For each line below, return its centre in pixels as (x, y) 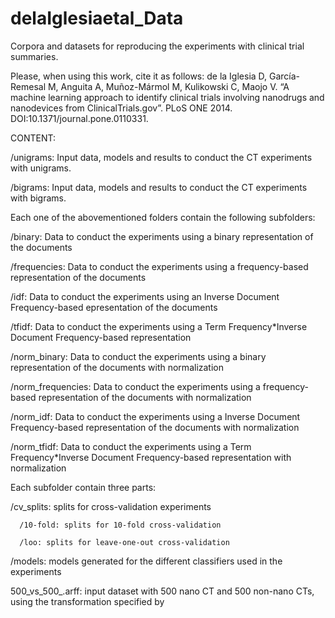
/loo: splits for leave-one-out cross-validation (124, 542)
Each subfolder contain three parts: (83, 487)
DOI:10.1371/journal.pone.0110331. (79, 118)
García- (285, 76)
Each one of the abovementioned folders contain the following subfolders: (163, 217)
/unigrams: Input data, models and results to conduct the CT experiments (161, 157)
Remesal (28, 86)
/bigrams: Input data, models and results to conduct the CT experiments (159, 187)
